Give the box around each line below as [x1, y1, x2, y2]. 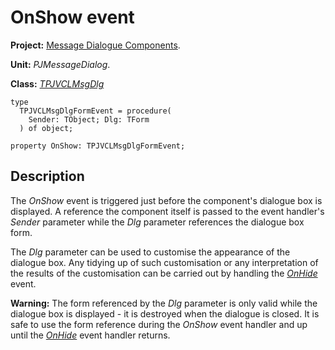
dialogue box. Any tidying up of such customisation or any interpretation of [10, 256, 319, 268]
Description [10, 168, 85, 185]
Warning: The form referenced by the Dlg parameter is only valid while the [10, 297, 318, 309]
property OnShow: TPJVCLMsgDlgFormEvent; [10, 141, 186, 151]
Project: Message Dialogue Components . [10, 39, 181, 51]
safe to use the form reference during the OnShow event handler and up [10, 318, 308, 330]
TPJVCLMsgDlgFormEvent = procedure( [19, 106, 172, 116]
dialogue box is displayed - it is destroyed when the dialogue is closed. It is [10, 307, 320, 320]
